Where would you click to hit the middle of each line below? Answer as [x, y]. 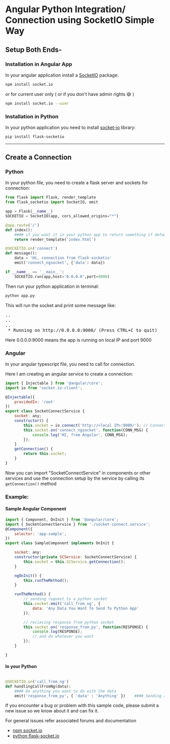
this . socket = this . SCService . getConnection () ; [74, 562]
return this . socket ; [45, 454]
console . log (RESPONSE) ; [57, 632]
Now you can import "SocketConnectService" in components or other [78, 472]
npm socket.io [27, 731]
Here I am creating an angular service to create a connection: [69, 374]
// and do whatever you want [63, 636]
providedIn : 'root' [35, 402]
